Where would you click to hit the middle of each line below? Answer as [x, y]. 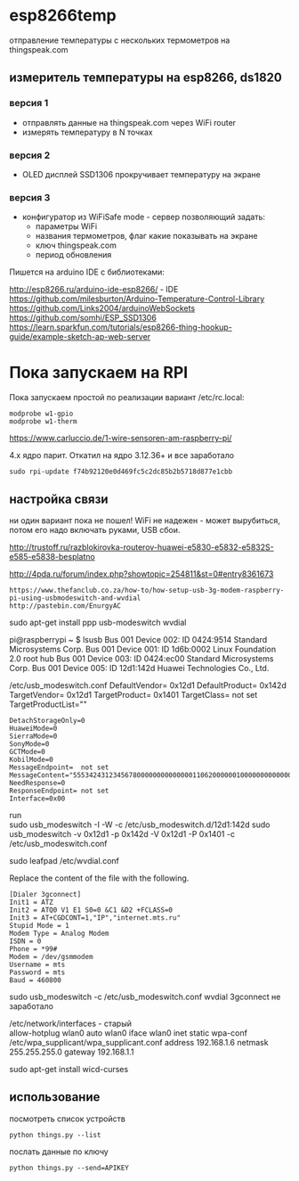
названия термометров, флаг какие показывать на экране [146, 236]
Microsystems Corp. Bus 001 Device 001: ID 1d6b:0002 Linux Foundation [143, 649]
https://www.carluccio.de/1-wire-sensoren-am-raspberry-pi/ [121, 439]
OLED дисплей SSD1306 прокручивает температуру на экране [141, 174]
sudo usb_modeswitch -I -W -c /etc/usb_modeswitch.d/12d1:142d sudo [140, 824]
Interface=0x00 [37, 799]
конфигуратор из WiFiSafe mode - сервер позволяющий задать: [143, 217]
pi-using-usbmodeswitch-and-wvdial [75, 598]
